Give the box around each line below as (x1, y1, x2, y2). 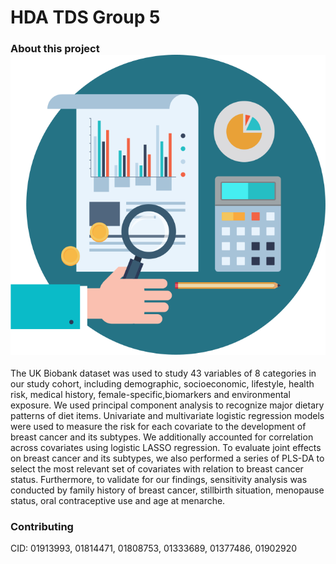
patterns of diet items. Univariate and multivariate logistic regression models (10, 409, 325, 421)
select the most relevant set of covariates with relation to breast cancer (10, 462, 304, 475)
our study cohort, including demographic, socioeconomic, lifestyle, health (10, 377, 315, 390)
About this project (10, 42, 100, 56)
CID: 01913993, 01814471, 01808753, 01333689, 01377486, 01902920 (10, 542, 298, 554)
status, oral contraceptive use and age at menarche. (10, 494, 226, 506)
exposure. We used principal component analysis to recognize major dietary (10, 399, 325, 411)
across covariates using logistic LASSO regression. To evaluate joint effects (10, 441, 322, 453)
